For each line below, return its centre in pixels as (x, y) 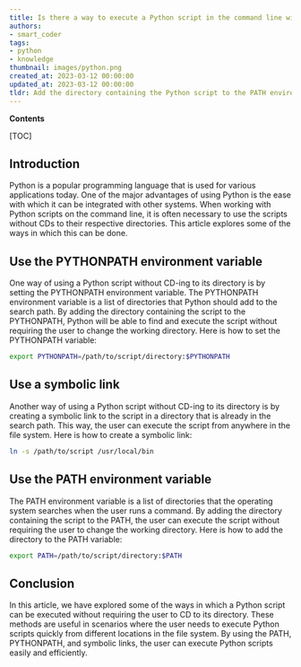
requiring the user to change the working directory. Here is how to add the (146, 530)
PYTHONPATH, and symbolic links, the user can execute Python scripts (141, 644)
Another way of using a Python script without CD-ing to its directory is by (145, 406)
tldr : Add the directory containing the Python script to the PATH (138, 92)
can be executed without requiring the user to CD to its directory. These (142, 615)
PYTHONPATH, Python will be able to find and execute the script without (143, 321)
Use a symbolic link (64, 385)
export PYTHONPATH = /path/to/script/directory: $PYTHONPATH (120, 357)
